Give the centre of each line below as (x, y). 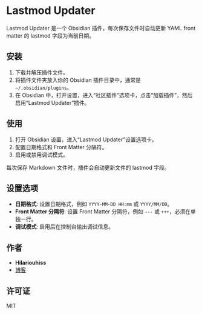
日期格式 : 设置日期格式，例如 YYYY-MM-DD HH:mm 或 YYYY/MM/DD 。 (94, 204)
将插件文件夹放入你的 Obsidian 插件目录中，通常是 (78, 80)
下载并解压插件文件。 (41, 72)
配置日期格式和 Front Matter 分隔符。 (61, 147)
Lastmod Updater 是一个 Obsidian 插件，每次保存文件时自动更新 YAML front (101, 28)
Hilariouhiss (31, 263)
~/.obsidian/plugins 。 (44, 87)
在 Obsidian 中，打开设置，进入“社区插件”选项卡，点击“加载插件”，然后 (104, 95)
